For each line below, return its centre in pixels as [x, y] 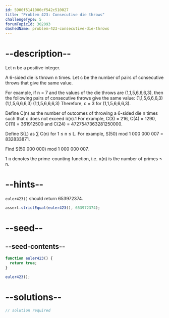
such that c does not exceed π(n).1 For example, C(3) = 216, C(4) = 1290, [81, 119]
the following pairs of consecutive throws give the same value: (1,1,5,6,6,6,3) [84, 98]
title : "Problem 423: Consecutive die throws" [55, 15]
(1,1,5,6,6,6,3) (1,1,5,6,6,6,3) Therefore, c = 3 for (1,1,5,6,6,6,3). [68, 104]
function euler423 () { [29, 258]
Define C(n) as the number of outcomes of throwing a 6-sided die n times [81, 113]
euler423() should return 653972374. [44, 198]
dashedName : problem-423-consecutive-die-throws [57, 29]
